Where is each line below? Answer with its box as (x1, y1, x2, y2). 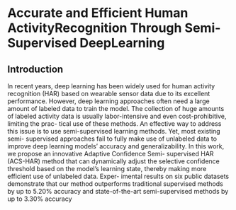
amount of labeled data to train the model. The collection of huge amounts (7, 105, 225, 112)
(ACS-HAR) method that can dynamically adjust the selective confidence (7, 157, 220, 165)
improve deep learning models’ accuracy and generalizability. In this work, (7, 142, 225, 150)
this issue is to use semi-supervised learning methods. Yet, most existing (7, 127, 221, 135)
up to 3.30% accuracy (7, 194, 72, 203)
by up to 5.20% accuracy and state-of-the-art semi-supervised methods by (7, 187, 229, 195)
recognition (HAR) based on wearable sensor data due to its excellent (7, 90, 210, 98)
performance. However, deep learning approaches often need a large (7, 97, 210, 105)
